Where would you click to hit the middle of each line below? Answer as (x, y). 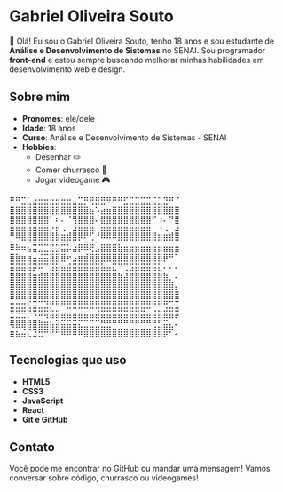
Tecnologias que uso (68, 360)
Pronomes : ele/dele (59, 118)
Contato (32, 447)
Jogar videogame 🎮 (73, 179)
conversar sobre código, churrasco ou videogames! (104, 478)
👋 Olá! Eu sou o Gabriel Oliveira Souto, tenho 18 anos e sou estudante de (142, 41)
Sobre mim (40, 97)
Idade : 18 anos (49, 128)
